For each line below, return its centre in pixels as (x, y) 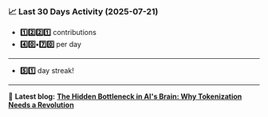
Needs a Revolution (41, 105)
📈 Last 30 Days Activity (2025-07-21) (83, 11)
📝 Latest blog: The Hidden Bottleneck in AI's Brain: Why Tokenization (125, 96)
